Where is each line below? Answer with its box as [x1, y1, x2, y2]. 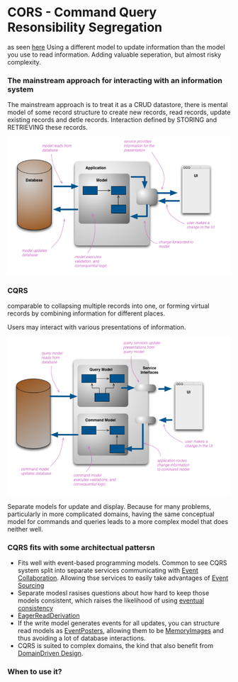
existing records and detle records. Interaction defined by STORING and [7, 116, 217, 124]
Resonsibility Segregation [7, 19, 163, 35]
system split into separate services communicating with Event [17, 566, 198, 574]
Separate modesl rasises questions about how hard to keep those [17, 588, 210, 597]
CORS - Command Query [7, 4, 157, 21]
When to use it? [7, 666, 62, 676]
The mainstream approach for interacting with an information [7, 75, 223, 85]
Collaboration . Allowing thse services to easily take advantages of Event [17, 574, 229, 582]
